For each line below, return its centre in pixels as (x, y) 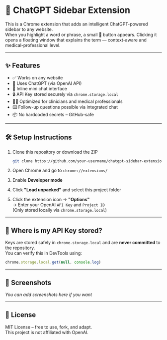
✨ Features (23, 66)
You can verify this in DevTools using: (43, 253)
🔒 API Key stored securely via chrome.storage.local (65, 94)
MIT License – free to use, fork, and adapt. (49, 327)
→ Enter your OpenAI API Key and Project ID (59, 205)
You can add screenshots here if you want (49, 295)
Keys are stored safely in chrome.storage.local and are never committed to (83, 243)
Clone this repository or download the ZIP (55, 152)
